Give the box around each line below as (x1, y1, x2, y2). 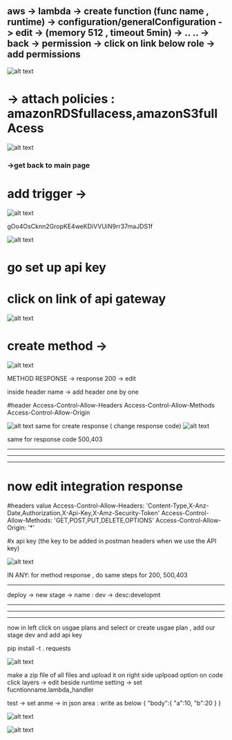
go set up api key (7, 259, 107, 275)
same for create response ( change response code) (35, 421, 182, 430)
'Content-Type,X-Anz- (146, 501, 209, 510)
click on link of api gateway (7, 291, 166, 306)
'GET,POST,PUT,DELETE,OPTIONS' (54, 516, 154, 524)
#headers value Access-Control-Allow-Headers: (7, 501, 145, 510)
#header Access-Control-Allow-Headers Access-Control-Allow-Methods (7, 401, 215, 409)
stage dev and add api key (7, 630, 83, 639)
